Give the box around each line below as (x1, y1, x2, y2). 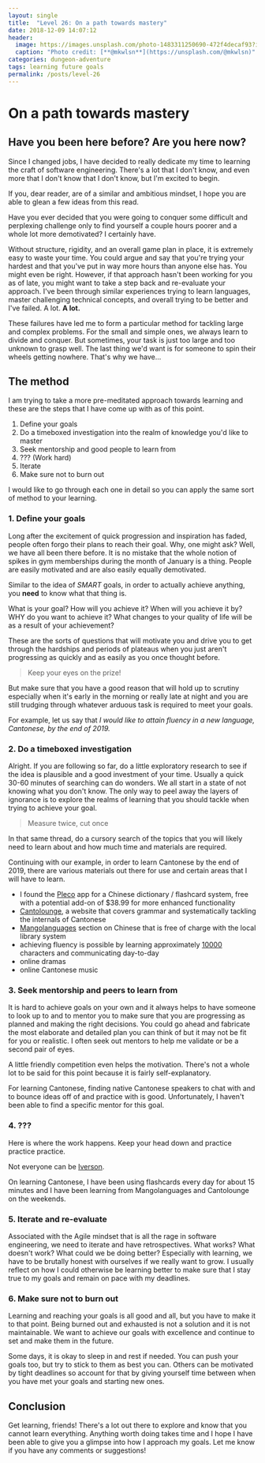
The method (8, 375, 69, 388)
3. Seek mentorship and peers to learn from (8, 985, 178, 996)
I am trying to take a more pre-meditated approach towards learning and (8, 396, 244, 405)
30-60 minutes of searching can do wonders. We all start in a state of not (8, 778, 247, 788)
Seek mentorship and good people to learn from (19, 445, 176, 454)
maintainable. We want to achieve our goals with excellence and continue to (8, 1328, 255, 1337)
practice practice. (8, 1146, 65, 1156)
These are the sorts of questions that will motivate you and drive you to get (8, 636, 252, 645)
